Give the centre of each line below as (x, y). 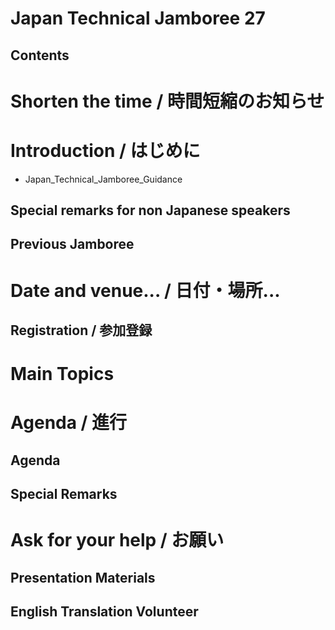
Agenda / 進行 (69, 423)
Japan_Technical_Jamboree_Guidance (103, 179)
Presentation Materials (83, 577)
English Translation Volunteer (104, 612)
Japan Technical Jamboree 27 (138, 18)
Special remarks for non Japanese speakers (150, 210)
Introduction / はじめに (105, 150)
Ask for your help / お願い (117, 540)
